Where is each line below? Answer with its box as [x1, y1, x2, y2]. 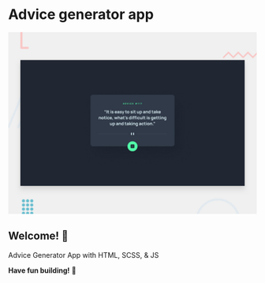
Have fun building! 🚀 [8, 266, 77, 275]
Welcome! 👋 [8, 229, 69, 243]
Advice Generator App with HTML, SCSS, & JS [8, 250, 159, 259]
